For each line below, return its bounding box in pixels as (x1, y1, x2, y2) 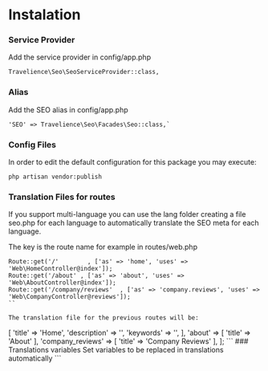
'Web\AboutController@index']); (8, 279, 116, 287)
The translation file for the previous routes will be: (8, 314, 199, 322)
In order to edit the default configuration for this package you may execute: (8, 157, 257, 167)
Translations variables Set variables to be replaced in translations (8, 345, 224, 355)
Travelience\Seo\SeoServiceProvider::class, (8, 68, 160, 76)
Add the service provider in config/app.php (8, 52, 151, 62)
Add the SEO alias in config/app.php (8, 104, 128, 114)
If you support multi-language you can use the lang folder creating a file (8, 210, 246, 219)
